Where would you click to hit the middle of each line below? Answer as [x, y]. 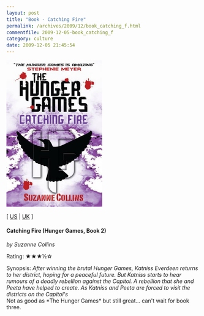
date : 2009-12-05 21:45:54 [41, 45]
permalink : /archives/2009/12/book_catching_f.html [74, 26]
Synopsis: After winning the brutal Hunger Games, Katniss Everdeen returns [102, 268]
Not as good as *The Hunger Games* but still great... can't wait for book [98, 301]
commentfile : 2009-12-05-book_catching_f [60, 32]
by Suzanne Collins [31, 244]
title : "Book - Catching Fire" [46, 19]
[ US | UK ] [20, 217]
